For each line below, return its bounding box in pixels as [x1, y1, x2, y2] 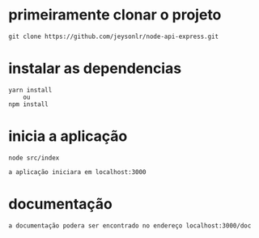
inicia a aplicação [8, 127, 128, 146]
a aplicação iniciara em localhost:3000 [8, 168, 147, 176]
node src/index [8, 154, 60, 162]
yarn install [8, 86, 53, 94]
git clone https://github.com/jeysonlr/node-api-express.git [8, 32, 219, 40]
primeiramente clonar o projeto [8, 6, 222, 24]
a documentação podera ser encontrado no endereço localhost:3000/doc [8, 221, 252, 230]
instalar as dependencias [8, 59, 182, 78]
